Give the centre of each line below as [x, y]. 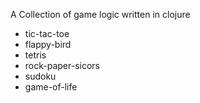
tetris [35, 55]
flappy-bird [48, 44]
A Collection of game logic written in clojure [100, 14]
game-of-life [51, 87]
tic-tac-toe [47, 33]
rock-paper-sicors [62, 65]
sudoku [40, 76]
